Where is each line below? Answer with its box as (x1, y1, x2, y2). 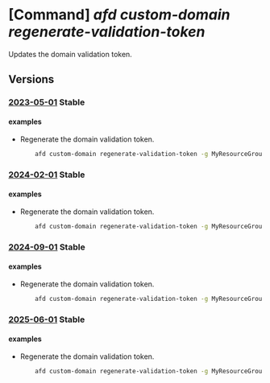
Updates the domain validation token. (8, 49, 133, 59)
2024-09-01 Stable (8, 241, 86, 253)
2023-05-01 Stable (8, 97, 85, 108)
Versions (8, 72, 55, 86)
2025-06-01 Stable (8, 314, 85, 325)
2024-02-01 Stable (8, 169, 85, 180)
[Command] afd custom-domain (8, 6, 231, 24)
